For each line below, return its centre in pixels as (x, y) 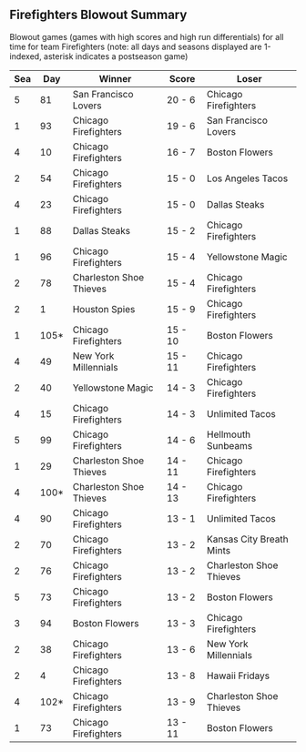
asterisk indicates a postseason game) (116, 56)
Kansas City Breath (247, 539)
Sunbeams (229, 445)
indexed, (26, 56)
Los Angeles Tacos (247, 178)
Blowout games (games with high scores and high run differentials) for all (147, 36)
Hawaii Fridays (238, 676)
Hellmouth (229, 434)
